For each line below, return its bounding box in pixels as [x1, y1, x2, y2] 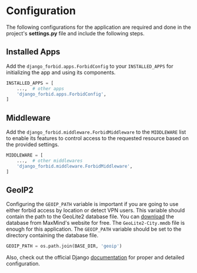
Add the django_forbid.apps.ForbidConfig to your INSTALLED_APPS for [6, 62, 173, 69]
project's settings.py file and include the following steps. [6, 29, 145, 36]
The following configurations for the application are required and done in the [6, 24, 191, 31]
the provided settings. [6, 141, 59, 148]
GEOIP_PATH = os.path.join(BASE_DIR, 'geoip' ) [6, 243, 122, 249]
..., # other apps [16, 85, 65, 92]
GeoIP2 [6, 185, 34, 195]
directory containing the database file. [6, 232, 99, 239]
